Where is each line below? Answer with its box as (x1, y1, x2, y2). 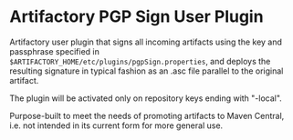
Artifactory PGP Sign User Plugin (9, 6, 264, 27)
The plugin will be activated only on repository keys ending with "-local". (9, 93, 283, 104)
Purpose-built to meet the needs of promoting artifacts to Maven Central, (9, 110, 285, 121)
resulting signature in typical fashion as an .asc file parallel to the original (9, 65, 284, 76)
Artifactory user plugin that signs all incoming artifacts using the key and (9, 36, 283, 47)
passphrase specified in (9, 45, 100, 56)
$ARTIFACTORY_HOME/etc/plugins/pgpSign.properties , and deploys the (9, 55, 271, 66)
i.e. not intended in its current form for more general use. (9, 120, 224, 131)
